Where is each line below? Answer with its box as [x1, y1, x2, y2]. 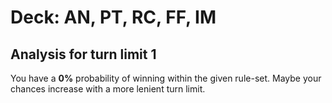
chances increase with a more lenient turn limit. [10, 83, 206, 95]
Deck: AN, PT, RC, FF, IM [10, 6, 217, 29]
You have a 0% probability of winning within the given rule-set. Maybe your [10, 72, 322, 84]
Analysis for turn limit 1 [10, 46, 157, 63]
